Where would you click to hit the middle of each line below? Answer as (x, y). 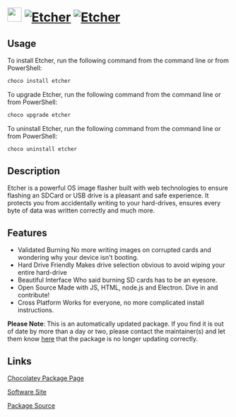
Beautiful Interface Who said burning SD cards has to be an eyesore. (117, 280)
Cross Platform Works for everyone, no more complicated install (111, 303)
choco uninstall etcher (42, 149)
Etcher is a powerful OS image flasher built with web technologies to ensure (118, 188)
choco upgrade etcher (39, 115)
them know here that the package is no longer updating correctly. (103, 339)
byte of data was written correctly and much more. (81, 211)
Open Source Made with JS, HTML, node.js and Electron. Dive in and (118, 287)
